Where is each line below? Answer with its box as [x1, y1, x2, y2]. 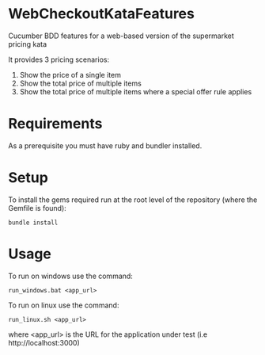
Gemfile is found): [8, 203, 67, 212]
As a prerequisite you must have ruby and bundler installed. [8, 140, 203, 151]
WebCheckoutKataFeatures [8, 5, 195, 23]
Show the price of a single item [19, 70, 121, 79]
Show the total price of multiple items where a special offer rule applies [19, 86, 252, 96]
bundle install [8, 219, 59, 227]
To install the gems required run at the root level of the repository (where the [8, 195, 258, 204]
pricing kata [8, 39, 47, 48]
